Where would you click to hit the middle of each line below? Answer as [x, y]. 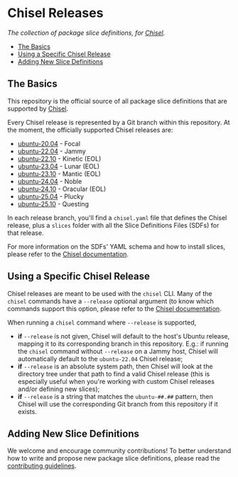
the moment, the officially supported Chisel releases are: [90, 130]
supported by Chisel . [38, 109]
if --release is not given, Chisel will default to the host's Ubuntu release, [124, 336]
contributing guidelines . [42, 466]
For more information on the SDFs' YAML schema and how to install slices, [117, 246]
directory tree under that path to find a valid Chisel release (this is [114, 373]
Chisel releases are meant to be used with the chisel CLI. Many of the [110, 293]
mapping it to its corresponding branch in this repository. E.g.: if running [123, 344]
